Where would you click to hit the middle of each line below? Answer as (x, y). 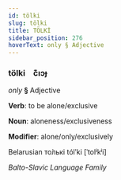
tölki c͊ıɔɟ (28, 73)
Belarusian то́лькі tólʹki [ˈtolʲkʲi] (57, 152)
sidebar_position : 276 (45, 38)
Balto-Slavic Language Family (57, 167)
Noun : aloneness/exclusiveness (60, 121)
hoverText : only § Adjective (56, 45)
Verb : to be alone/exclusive (53, 106)
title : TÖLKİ (30, 30)
